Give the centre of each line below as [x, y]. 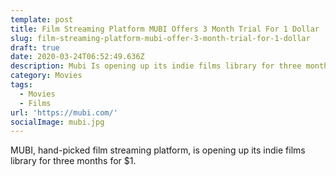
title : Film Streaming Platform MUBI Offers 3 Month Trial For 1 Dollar [165, 29]
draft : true [35, 47]
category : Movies [46, 76]
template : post [42, 19]
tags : [21, 85]
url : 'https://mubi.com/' [64, 112]
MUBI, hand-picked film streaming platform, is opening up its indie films [158, 150]
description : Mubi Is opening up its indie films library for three [156, 66]
